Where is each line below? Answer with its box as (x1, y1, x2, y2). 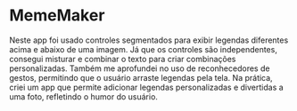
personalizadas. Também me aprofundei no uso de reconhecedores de (9, 63, 270, 74)
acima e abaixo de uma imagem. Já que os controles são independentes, (9, 44, 278, 54)
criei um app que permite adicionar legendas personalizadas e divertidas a (9, 82, 284, 92)
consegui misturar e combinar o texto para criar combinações (9, 53, 236, 64)
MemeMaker (9, 5, 105, 26)
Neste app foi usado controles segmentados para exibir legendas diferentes (9, 35, 289, 45)
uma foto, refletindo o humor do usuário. (9, 91, 159, 102)
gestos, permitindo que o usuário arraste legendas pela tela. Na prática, (9, 72, 274, 83)
